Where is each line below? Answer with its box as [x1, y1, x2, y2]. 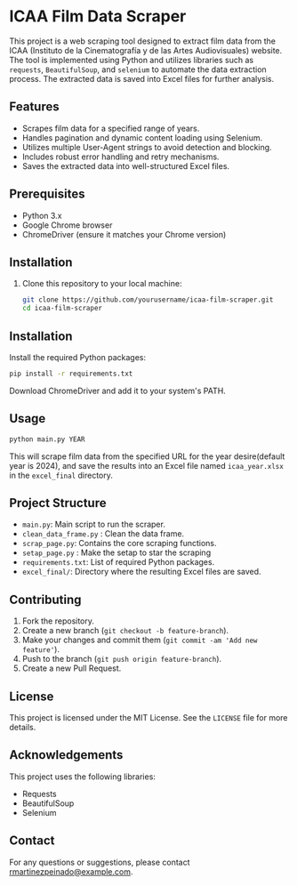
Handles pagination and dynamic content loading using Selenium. [21, 132, 263, 143]
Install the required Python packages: [9, 351, 147, 362]
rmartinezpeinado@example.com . [9, 866, 133, 877]
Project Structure [9, 495, 107, 511]
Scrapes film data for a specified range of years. [21, 123, 200, 133]
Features [9, 100, 60, 115]
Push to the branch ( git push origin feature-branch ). [21, 654, 222, 664]
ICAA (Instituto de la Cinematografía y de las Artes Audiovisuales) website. [9, 44, 283, 55]
